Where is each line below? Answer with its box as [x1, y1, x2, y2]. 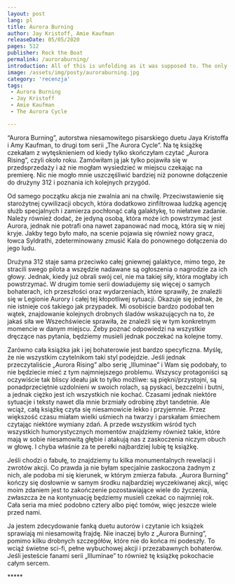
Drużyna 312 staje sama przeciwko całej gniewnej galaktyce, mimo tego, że [7, 257, 226, 266]
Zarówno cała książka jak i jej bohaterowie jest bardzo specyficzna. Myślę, [7, 345, 223, 354]
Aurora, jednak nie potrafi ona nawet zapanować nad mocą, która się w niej [7, 222, 225, 230]
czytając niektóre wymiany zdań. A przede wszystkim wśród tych [7, 420, 196, 428]
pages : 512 [7, 43, 39, 50]
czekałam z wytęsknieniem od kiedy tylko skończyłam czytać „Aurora [7, 148, 209, 156]
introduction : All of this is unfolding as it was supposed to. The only [7, 62, 228, 69]
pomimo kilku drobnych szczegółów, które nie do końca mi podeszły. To [7, 536, 215, 545]
